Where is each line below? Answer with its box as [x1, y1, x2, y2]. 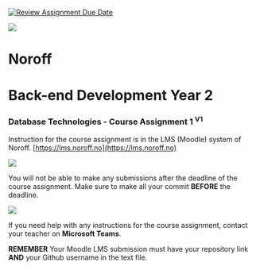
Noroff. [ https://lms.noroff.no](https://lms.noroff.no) [8, 143, 177, 152]
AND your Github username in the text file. [8, 253, 148, 262]
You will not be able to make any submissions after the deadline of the [8, 173, 238, 183]
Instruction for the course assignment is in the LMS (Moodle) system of [8, 135, 242, 145]
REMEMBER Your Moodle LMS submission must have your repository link [8, 245, 249, 254]
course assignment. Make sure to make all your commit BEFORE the [8, 182, 231, 191]
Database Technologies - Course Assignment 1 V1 [8, 115, 204, 127]
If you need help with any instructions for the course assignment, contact [8, 221, 248, 230]
